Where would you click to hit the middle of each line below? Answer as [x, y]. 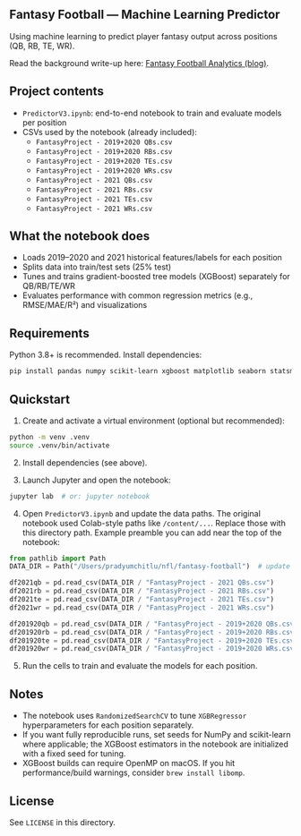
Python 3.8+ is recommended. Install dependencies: [106, 355]
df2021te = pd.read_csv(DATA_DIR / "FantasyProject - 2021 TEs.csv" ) [142, 600]
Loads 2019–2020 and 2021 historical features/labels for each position [152, 258]
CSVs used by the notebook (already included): [109, 132]
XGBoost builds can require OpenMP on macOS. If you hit [129, 763]
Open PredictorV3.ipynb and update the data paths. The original [142, 513]
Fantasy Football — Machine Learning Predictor [145, 15]
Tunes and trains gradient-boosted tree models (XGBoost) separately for [156, 277]
